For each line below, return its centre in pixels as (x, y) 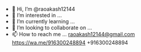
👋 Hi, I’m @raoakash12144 (43, 9)
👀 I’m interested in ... (37, 15)
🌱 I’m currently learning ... (43, 21)
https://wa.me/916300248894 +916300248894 (70, 43)
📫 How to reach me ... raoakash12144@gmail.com (73, 34)
